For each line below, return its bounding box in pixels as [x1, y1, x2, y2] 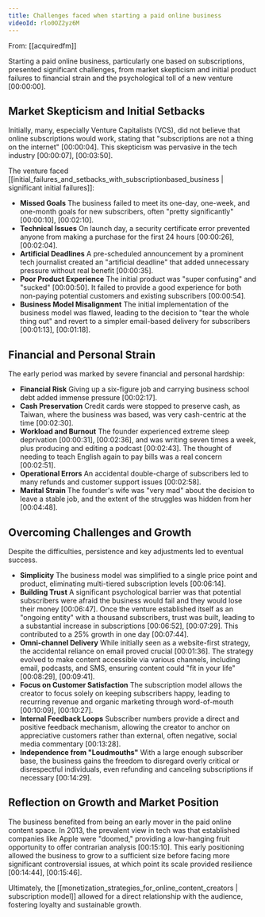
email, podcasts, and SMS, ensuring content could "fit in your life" [19, 663, 236, 672]
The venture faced [8, 166, 69, 175]
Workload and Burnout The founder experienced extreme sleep [19, 426, 230, 437]
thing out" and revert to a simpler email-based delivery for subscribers [19, 317, 251, 326]
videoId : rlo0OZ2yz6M [8, 19, 80, 27]
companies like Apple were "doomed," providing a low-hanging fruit [8, 834, 230, 843]
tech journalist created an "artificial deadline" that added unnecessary [19, 257, 250, 267]
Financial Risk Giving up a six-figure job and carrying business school [19, 384, 250, 394]
